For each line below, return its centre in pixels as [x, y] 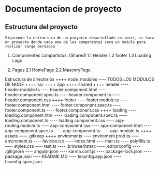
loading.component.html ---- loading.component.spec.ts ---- [66, 115]
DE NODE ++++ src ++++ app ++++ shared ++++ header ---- [67, 84]
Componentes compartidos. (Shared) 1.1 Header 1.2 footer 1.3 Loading [81, 55]
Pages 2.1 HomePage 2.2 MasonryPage [51, 70]
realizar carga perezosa [30, 46]
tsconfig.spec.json [23, 161]
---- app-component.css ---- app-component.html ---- [96, 125]
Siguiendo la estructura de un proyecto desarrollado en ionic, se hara [80, 38]
